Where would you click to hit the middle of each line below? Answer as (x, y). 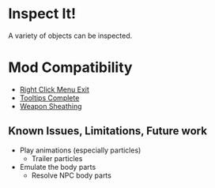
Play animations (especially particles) (80, 150)
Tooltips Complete (49, 98)
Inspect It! (42, 14)
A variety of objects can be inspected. (70, 36)
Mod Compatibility (70, 68)
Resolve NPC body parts (72, 175)
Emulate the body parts (58, 167)
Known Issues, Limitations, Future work (108, 131)
